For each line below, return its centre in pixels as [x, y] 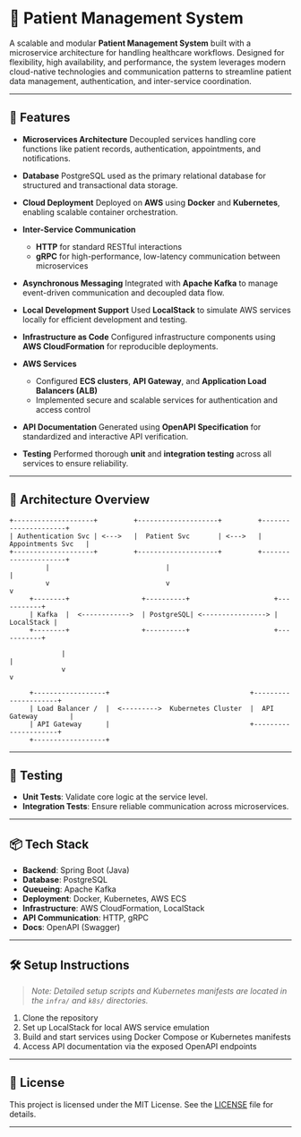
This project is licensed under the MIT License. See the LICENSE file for [142, 1104]
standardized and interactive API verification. [105, 436]
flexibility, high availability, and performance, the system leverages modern [148, 62]
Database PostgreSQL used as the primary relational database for [144, 175]
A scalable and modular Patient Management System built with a [130, 43]
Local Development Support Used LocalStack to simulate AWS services [156, 310]
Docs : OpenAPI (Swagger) [71, 928]
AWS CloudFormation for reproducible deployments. [120, 346]
